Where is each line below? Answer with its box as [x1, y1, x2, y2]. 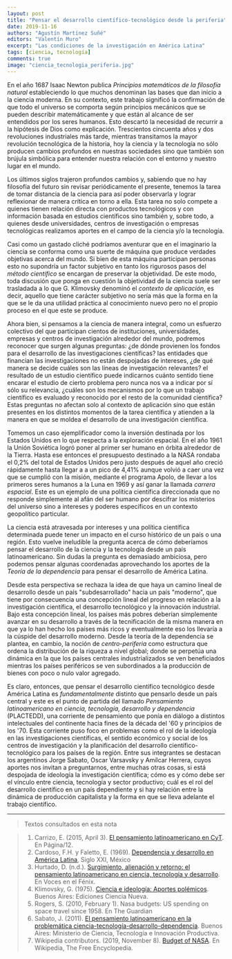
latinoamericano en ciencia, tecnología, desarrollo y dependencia [7, 704, 195, 712]
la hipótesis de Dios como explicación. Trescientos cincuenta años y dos [7, 125, 214, 133]
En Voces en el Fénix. [34, 877, 96, 886]
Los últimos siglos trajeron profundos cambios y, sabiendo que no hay [7, 174, 207, 183]
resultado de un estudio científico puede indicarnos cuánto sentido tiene [7, 371, 214, 379]
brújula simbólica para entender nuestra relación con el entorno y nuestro [7, 154, 217, 163]
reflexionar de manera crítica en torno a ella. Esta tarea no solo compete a [7, 197, 218, 205]
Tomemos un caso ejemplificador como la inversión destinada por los [7, 429, 205, 437]
